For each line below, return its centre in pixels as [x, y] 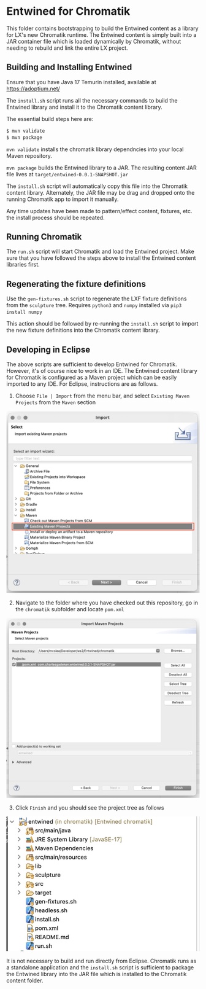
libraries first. [23, 265]
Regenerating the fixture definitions [76, 284]
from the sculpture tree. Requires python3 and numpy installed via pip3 [94, 305]
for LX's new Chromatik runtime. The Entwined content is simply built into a [101, 34]
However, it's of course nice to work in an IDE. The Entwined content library [102, 370]
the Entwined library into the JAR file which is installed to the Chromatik [97, 974]
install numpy [25, 312]
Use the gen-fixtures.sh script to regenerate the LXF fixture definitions [97, 299]
